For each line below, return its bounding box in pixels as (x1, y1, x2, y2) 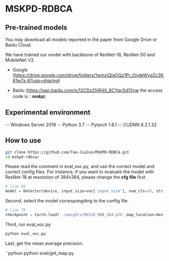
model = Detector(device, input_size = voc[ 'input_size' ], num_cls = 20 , (5, 189, 154, 194)
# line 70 (5, 207, 26, 213)
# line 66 (5, 184, 26, 189)
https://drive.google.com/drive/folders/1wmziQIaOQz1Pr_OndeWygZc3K (14, 72, 164, 78)
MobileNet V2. (5, 57, 35, 63)
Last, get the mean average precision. (5, 240, 84, 246)
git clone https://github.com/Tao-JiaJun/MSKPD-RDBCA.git (5, 149, 129, 154)
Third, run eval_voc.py (5, 221, 51, 227)
